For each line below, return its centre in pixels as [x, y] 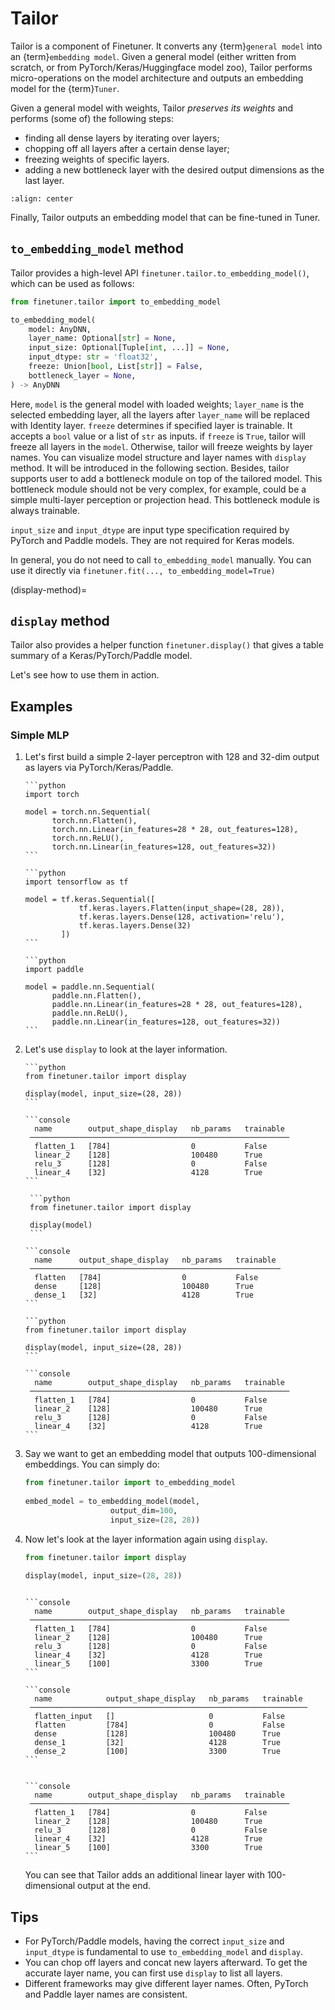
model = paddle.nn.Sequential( [90, 987]
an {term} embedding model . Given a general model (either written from [153, 56]
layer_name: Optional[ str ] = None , [102, 338]
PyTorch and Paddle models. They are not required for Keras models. [152, 540]
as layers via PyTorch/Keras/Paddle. [99, 768]
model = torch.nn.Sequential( [88, 812]
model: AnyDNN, [60, 329]
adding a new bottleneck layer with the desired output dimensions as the [174, 169]
